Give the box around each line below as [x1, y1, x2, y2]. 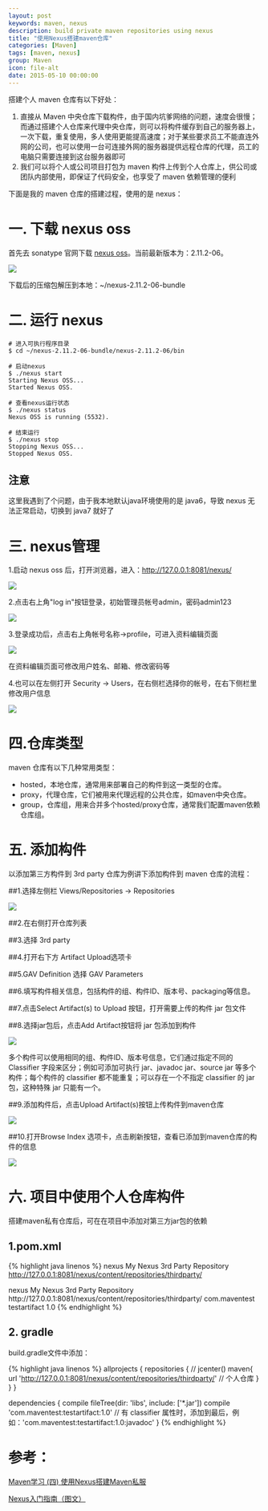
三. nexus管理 [8, 537, 100, 555]
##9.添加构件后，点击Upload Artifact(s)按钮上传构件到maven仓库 [8, 1100, 225, 1110]
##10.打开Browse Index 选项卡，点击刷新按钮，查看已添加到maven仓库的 [8, 1132, 250, 1142]
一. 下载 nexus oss [8, 220, 131, 238]
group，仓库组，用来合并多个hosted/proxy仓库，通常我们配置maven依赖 [19, 800, 261, 810]
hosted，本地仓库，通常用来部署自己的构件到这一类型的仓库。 [19, 780, 226, 790]
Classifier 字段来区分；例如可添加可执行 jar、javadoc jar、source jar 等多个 [8, 1062, 257, 1072]
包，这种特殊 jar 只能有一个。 [8, 1082, 106, 1092]
